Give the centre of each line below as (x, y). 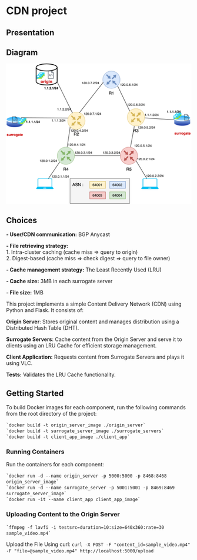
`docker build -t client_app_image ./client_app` (68, 437)
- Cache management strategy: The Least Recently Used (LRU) (84, 270)
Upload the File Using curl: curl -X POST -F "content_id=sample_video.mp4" (98, 544)
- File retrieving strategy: (37, 246)
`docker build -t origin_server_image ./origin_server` (76, 425)
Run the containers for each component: (55, 465)
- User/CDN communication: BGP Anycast (58, 234)
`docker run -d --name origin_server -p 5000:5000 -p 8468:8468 (86, 476)
